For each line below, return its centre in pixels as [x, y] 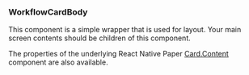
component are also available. [58, 62]
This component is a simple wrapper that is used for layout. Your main [125, 30]
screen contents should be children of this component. [100, 38]
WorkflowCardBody [48, 12]
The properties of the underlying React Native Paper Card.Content [118, 54]
